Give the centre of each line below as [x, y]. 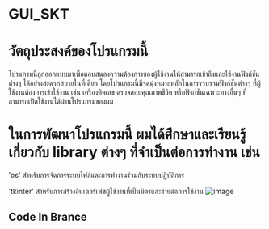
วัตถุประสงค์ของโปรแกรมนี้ [78, 51]
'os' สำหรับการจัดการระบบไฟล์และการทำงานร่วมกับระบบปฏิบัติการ [97, 176]
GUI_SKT [39, 14]
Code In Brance [48, 217]
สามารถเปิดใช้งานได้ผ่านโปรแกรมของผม [61, 101]
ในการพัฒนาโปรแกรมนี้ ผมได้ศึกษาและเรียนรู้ [127, 135]
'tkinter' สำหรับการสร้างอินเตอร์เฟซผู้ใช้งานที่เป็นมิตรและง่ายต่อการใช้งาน [106, 192]
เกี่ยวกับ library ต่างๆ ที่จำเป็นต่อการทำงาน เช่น [134, 153]
